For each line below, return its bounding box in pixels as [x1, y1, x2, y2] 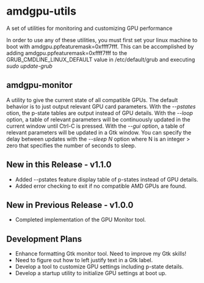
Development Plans [6, 233, 82, 244]
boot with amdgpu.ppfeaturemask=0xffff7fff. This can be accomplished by [6, 43, 194, 50]
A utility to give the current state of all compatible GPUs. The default [6, 96, 178, 103]
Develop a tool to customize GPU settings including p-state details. [15, 263, 184, 270]
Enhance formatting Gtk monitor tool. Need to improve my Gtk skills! [15, 250, 187, 257]
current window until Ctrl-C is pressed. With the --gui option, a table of [6, 122, 185, 130]
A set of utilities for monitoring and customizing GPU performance [6, 24, 173, 32]
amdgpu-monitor [6, 80, 73, 90]
